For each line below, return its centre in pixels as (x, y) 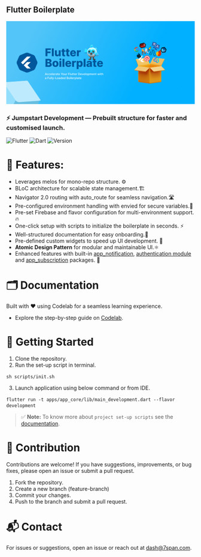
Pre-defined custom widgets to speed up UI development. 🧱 (89, 241)
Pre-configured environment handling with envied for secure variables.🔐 (104, 206)
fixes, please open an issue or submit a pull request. (70, 471)
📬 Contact (34, 527)
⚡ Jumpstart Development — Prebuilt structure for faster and (97, 118)
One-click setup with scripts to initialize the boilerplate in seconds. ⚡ (99, 226)
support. (184, 212)
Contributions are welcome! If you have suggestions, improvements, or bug (99, 464)
